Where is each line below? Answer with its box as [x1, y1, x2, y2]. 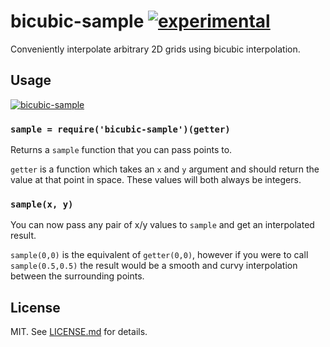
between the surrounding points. [10, 270, 145, 282]
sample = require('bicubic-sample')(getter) [10, 123, 231, 135]
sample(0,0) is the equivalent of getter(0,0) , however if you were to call [10, 249, 309, 261]
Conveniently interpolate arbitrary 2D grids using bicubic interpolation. [10, 43, 301, 55]
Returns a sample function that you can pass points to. [10, 144, 233, 156]
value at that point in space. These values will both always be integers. [10, 174, 302, 186]
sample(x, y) [10, 198, 74, 210]
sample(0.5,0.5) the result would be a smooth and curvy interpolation [10, 260, 298, 272]
